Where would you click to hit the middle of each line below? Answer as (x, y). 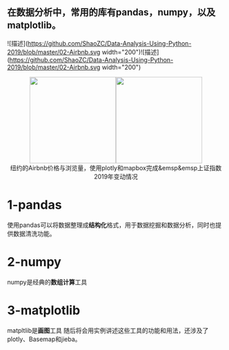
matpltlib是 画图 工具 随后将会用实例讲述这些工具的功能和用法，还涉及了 (108, 330)
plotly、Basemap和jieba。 (44, 339)
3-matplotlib (44, 310)
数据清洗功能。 (34, 233)
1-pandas (34, 205)
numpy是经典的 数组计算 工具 (47, 282)
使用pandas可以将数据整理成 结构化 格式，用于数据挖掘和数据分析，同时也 (111, 225)
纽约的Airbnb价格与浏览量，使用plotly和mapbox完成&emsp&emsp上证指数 (116, 167)
